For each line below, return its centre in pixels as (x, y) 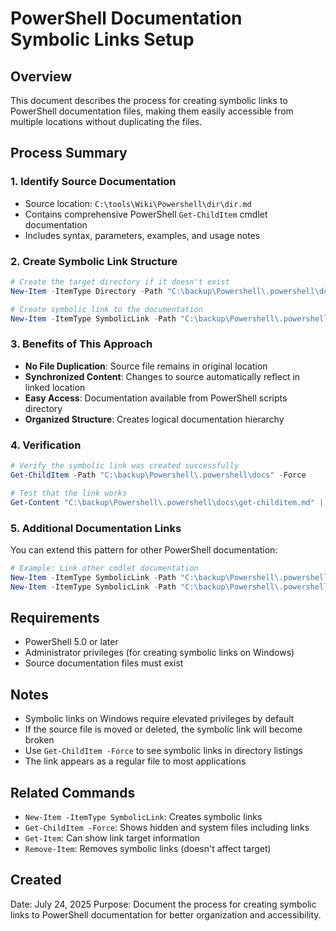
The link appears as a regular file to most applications (135, 761)
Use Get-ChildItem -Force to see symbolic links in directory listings (163, 751)
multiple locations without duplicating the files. (106, 121)
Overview (41, 76)
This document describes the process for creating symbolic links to (149, 100)
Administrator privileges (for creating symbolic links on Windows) (159, 653)
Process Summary (69, 153)
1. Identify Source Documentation (93, 182)
